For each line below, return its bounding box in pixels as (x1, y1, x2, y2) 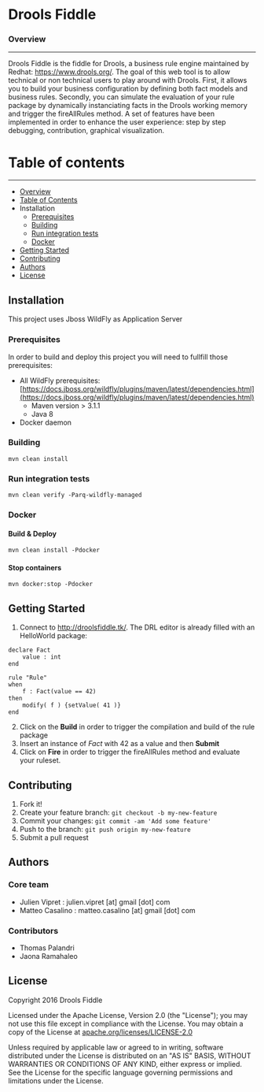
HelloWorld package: (19, 631, 88, 641)
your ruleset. (19, 756, 61, 765)
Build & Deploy (8, 529, 57, 538)
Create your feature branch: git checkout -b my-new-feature (19, 808, 218, 817)
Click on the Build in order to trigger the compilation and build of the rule (19, 722, 255, 732)
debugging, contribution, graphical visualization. (8, 126, 165, 136)
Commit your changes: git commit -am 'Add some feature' (19, 816, 212, 826)
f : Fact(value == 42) (22, 688, 97, 696)
